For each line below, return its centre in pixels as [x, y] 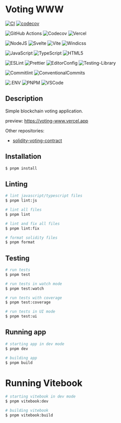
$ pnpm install [21, 168]
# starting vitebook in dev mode [41, 397]
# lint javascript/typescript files [44, 196]
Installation [23, 157]
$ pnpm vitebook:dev [27, 401]
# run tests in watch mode [34, 284]
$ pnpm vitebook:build [29, 415]
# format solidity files [31, 238]
